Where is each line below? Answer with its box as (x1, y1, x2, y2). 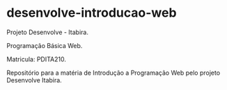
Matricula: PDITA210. (6, 54, 67, 63)
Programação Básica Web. (6, 41, 83, 50)
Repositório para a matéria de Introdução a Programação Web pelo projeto (6, 68, 221, 77)
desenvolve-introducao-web (6, 5, 177, 21)
